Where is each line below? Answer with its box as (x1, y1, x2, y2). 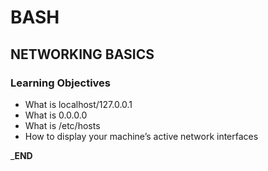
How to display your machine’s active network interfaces (24, 130, 259, 142)
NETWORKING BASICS (10, 46, 155, 63)
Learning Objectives (10, 76, 112, 90)
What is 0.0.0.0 (24, 109, 88, 121)
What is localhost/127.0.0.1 (24, 98, 133, 110)
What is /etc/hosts (24, 119, 101, 131)
